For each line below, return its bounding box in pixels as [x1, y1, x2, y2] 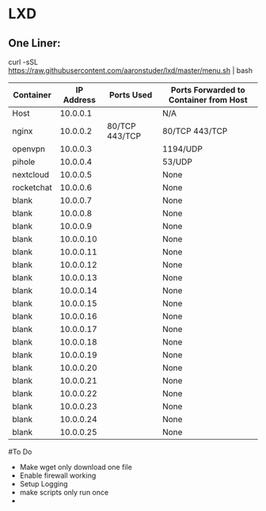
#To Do [8, 447, 32, 456]
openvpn [12, 143, 46, 154]
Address [63, 94, 97, 105]
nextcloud [12, 170, 50, 180]
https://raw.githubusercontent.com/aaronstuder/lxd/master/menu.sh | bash [8, 66, 253, 75]
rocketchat [12, 182, 53, 193]
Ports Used [109, 90, 153, 100]
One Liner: [8, 36, 61, 50]
